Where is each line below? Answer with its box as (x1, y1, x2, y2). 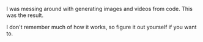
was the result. (6, 12, 44, 19)
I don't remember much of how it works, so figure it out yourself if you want (6, 24, 197, 30)
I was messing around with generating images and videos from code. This (6, 5, 193, 12)
